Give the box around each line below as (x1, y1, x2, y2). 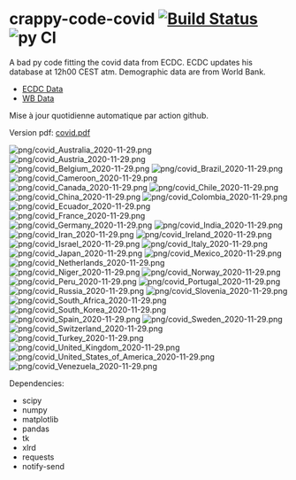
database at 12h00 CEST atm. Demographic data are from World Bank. (9, 66, 267, 77)
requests (21, 452, 55, 462)
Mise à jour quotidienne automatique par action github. (9, 110, 209, 120)
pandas (21, 423, 50, 434)
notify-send (21, 461, 65, 471)
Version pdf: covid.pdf (9, 127, 91, 137)
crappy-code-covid (9, 9, 156, 29)
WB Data (21, 93, 55, 104)
